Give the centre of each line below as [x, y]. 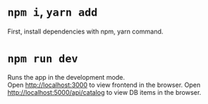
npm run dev [43, 59]
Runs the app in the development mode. [66, 77]
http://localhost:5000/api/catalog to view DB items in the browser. [104, 92]
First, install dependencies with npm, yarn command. [85, 31]
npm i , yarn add [53, 12]
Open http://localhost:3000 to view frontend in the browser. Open [104, 85]
